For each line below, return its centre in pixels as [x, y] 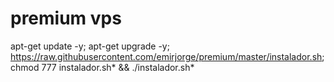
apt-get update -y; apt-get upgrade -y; [90, 46]
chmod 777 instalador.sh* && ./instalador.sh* [102, 67]
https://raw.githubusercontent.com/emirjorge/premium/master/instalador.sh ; [167, 56]
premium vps [66, 18]
